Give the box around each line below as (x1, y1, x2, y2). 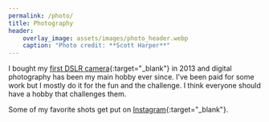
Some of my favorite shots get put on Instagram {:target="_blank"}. (8, 105, 229, 115)
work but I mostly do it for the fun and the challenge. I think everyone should (8, 81, 261, 91)
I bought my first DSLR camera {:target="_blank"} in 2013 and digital (8, 63, 232, 73)
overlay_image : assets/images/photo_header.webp (22, 34, 189, 43)
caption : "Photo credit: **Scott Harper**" (22, 42, 171, 50)
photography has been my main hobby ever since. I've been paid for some (8, 72, 255, 82)
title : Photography (8, 19, 74, 27)
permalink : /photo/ (8, 11, 74, 20)
